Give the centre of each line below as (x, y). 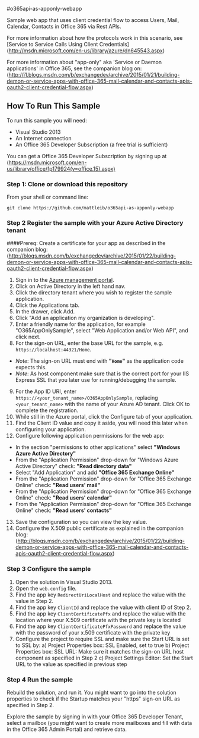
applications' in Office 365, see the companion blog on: (74, 68)
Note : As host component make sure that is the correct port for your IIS (102, 373)
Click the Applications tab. (47, 305)
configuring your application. (51, 429)
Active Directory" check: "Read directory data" (73, 466)
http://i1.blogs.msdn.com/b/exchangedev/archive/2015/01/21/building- (94, 75)
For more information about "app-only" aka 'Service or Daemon (84, 62)
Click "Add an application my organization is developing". (85, 318)
